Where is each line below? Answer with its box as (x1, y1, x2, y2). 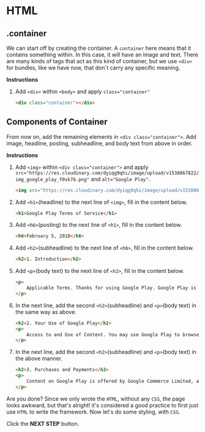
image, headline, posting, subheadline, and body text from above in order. (6, 139, 193, 147)
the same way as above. (15, 308, 76, 315)
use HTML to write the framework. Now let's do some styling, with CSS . (6, 408, 181, 415)
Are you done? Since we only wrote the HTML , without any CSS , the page (6, 395, 185, 403)
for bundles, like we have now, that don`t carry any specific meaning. (6, 64, 181, 71)
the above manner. (15, 355, 63, 363)
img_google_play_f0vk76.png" (15, 176, 90, 183)
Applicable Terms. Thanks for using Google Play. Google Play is (26, 285, 197, 291)
